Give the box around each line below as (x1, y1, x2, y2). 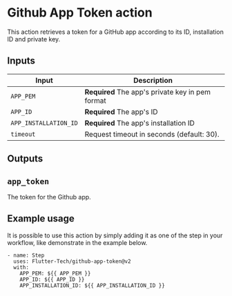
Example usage (7, 213, 75, 225)
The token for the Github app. (7, 193, 91, 201)
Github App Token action (7, 5, 153, 21)
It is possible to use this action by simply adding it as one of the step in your (7, 231, 223, 239)
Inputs (7, 55, 36, 67)
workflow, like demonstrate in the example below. (7, 238, 148, 246)
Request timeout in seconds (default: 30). (84, 129, 220, 139)
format (84, 95, 107, 105)
